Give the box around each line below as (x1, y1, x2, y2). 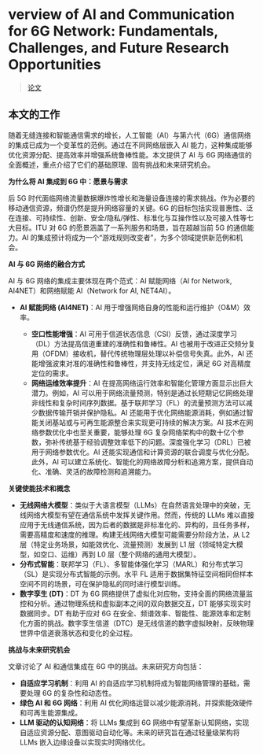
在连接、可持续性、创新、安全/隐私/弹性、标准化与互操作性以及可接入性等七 (8, 213, 254, 222)
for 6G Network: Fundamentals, (8, 22, 218, 40)
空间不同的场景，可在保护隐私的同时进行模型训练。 (19, 578, 185, 588)
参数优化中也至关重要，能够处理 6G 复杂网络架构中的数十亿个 (38, 427, 238, 437)
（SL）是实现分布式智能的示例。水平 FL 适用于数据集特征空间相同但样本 (19, 569, 254, 578)
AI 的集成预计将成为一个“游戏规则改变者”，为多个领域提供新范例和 (21, 232, 236, 242)
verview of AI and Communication (8, 6, 236, 24)
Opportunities (8, 56, 101, 74)
